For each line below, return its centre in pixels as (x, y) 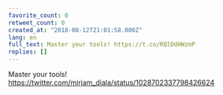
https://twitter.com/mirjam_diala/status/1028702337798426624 (111, 82)
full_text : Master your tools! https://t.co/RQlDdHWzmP (102, 45)
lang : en (22, 37)
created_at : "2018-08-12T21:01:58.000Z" (76, 30)
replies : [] (28, 52)
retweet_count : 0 (37, 23)
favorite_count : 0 (38, 15)
